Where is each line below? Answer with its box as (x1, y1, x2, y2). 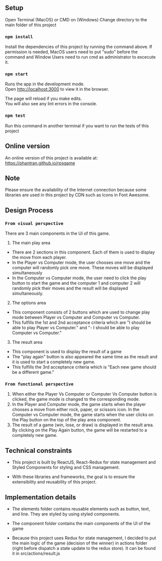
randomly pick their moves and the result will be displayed (12, 286, 128, 291)
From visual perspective (5, 221, 64, 226)
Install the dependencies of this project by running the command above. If (5, 44, 152, 50)
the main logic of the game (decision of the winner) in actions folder (12, 540, 147, 546)
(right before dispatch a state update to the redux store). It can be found (12, 545, 156, 551)
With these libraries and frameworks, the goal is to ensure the (12, 474, 135, 480)
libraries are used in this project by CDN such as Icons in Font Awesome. (5, 192, 150, 198)
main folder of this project (5, 22, 57, 28)
